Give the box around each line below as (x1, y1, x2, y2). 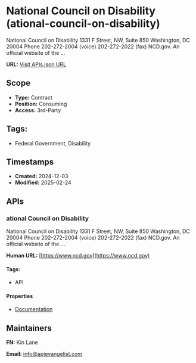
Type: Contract (14, 94, 52, 101)
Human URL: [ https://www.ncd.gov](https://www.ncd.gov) (6, 252, 150, 259)
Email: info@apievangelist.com (6, 350, 82, 358)
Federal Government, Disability (14, 139, 91, 147)
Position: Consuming (14, 100, 67, 107)
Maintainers (6, 323, 52, 333)
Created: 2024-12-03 (14, 173, 69, 180)
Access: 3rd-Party (14, 106, 61, 114)
